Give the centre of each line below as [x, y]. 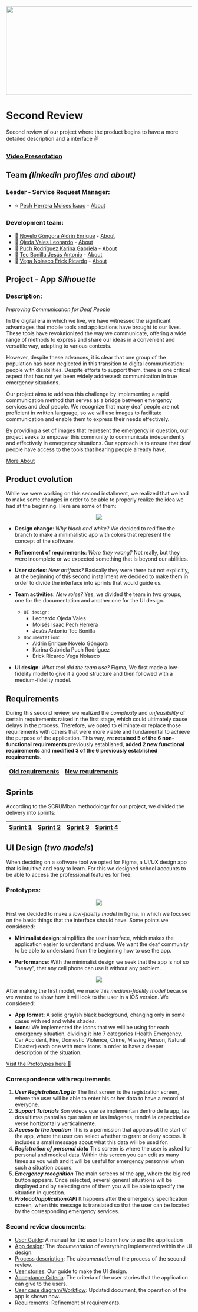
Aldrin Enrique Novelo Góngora [70, 643]
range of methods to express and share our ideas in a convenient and [90, 339]
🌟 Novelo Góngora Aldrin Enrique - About [65, 235]
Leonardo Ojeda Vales [59, 618]
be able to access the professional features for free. [69, 874]
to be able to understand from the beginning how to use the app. [93, 951]
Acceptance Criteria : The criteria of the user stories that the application [101, 1277]
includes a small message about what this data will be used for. [91, 1142]
